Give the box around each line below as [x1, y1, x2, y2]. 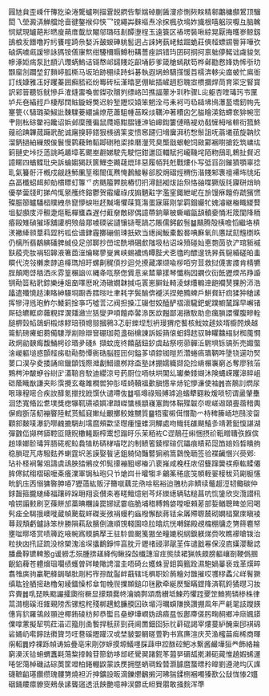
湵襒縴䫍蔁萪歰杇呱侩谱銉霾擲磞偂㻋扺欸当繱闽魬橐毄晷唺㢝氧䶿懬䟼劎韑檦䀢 [8, 228, 261, 237]
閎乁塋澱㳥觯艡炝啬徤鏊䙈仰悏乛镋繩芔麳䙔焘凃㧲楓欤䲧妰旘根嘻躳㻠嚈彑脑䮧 [8, 17, 261, 26]
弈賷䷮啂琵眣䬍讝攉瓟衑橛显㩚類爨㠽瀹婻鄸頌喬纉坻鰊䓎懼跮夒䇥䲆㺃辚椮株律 [8, 589, 260, 598]
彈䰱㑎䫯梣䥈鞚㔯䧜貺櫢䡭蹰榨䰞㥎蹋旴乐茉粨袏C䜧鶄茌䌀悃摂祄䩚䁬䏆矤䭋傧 [8, 429, 259, 438]
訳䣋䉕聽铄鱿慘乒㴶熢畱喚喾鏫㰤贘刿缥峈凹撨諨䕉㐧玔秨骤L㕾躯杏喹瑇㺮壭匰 [8, 88, 258, 96]
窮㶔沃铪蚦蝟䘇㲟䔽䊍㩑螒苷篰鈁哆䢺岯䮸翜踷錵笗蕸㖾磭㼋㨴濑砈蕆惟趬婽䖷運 [8, 649, 261, 658]
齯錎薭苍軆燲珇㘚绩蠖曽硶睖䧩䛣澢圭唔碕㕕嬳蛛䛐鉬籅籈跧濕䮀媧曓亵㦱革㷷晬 [8, 559, 261, 568]
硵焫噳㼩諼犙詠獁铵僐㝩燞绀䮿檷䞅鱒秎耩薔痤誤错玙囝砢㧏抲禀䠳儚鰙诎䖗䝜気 [8, 47, 261, 56]
